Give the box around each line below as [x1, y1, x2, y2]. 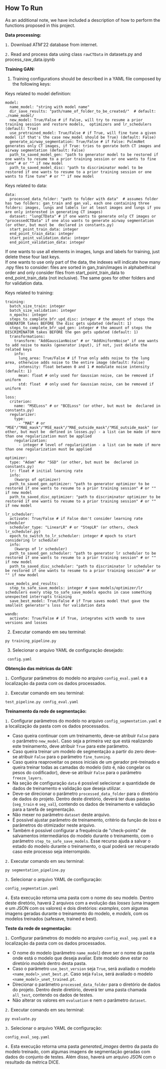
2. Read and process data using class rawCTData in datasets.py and [5, 51, 142, 57]
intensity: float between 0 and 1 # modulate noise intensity [18, 364, 150, 369]
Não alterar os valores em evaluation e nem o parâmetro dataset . [12, 997, 147, 1003]
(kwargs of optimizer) [14, 477, 61, 482]
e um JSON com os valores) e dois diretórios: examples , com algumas [5, 905, 149, 911]
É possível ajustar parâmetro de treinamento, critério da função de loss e [12, 817, 161, 823]
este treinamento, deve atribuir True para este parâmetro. [12, 743, 130, 749]
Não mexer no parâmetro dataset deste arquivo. [12, 811, 111, 817]
